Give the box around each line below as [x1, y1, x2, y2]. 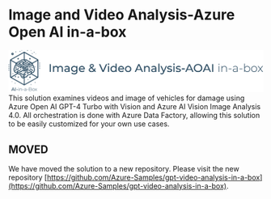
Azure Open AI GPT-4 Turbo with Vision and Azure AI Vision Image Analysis [8, 102, 261, 112]
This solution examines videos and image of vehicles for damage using [8, 93, 245, 103]
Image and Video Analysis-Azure [8, 6, 235, 24]
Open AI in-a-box [8, 23, 127, 41]
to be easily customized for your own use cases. [8, 119, 170, 129]
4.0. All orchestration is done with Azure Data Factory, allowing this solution [8, 111, 260, 121]
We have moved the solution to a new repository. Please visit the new [8, 163, 240, 173]
